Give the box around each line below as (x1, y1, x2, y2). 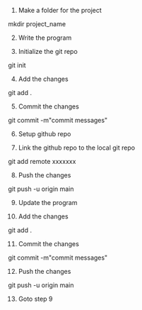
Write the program (18, 33, 72, 42)
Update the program (18, 199, 78, 206)
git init (8, 61, 27, 70)
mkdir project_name (8, 20, 66, 28)
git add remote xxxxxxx (8, 157, 76, 165)
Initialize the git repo (18, 48, 78, 55)
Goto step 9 (18, 294, 53, 303)
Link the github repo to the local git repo (18, 143, 136, 152)
